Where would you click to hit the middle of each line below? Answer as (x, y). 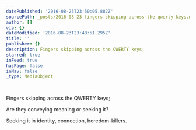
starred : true (23, 55)
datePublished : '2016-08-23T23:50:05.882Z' (60, 11)
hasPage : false (24, 66)
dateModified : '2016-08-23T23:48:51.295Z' (58, 33)
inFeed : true (22, 60)
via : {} (15, 28)
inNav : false (22, 71)
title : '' (18, 38)
